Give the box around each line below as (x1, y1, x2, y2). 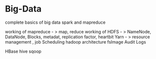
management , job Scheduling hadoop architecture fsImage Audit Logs (5, 39, 146, 44)
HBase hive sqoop (5, 48, 42, 54)
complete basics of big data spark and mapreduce (5, 19, 106, 25)
